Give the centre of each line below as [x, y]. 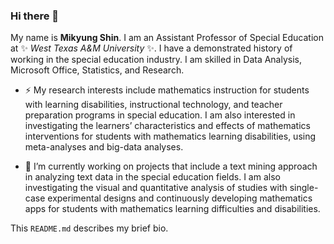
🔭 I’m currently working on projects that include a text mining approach [171, 166]
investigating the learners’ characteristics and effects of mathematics [167, 126]
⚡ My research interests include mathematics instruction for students [167, 90]
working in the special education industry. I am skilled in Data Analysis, [156, 60]
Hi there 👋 [35, 16]
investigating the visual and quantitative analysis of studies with [156, 188]
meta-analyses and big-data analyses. [104, 147]
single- [304, 188]
